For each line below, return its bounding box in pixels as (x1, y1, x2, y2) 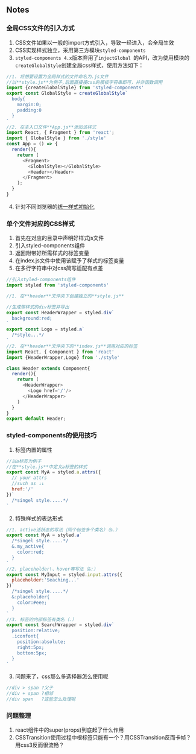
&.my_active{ (11, 543, 45, 550)
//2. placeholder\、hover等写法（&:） (6, 566, 98, 572)
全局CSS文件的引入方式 (6, 24, 75, 33)
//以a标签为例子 (6, 458, 42, 464)
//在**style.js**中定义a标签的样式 (6, 464, 87, 470)
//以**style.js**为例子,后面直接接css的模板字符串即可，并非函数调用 (6, 79, 163, 85)
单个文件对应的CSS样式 (6, 220, 75, 228)
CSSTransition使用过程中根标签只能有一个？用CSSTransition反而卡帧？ (14, 734, 192, 741)
